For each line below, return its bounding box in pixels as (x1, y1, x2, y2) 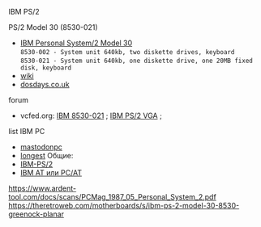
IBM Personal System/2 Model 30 (19, 38, 133, 48)
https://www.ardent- (8, 183, 77, 193)
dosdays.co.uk (19, 80, 71, 89)
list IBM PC (8, 127, 45, 136)
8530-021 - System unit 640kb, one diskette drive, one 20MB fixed (19, 57, 253, 65)
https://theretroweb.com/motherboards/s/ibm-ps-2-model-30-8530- (8, 201, 240, 210)
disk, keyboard (19, 64, 72, 72)
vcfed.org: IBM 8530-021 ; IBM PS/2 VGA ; (19, 111, 162, 120)
